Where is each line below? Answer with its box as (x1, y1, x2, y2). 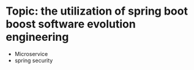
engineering (6, 30, 69, 44)
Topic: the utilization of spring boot (6, 4, 188, 18)
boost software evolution (6, 17, 136, 31)
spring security (14, 57, 53, 64)
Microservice (14, 50, 48, 57)
